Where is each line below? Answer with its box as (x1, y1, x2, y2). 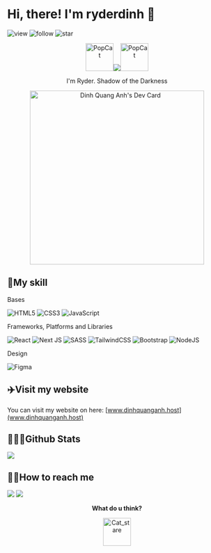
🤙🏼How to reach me (7, 471, 95, 483)
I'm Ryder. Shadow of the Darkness (66, 77, 168, 85)
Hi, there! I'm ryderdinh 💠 (7, 6, 155, 22)
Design (7, 349, 28, 358)
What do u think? (91, 504, 143, 513)
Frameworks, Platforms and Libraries (7, 322, 113, 330)
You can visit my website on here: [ (7, 406, 108, 414)
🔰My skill (7, 277, 48, 289)
